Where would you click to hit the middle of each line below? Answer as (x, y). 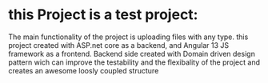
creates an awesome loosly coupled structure (84, 70)
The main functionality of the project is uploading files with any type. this (128, 37)
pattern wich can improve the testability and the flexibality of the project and (134, 62)
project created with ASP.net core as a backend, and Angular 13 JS (119, 45)
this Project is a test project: (103, 15)
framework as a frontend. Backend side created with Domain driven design (132, 53)
